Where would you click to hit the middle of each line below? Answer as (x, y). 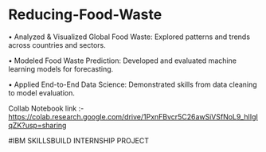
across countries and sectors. (57, 45)
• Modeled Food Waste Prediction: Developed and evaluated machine (123, 60)
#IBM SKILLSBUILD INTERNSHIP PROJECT (79, 140)
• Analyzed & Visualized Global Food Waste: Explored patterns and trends (129, 37)
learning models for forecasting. (61, 68)
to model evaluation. (42, 92)
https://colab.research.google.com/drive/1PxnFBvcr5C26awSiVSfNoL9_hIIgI (133, 116)
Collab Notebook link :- (46, 108)
